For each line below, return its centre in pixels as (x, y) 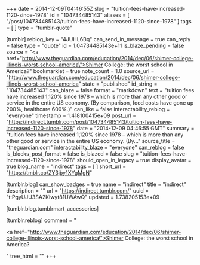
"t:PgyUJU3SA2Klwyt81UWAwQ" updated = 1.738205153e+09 (83, 197)
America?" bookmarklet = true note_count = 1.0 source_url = (80, 71)
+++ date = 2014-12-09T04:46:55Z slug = (58, 9)
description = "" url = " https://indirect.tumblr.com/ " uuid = (78, 191)
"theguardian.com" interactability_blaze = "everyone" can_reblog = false (95, 147)
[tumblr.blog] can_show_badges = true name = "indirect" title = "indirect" (96, 184)
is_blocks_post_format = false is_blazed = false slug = (73, 154)
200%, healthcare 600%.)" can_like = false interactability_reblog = (88, 109)
